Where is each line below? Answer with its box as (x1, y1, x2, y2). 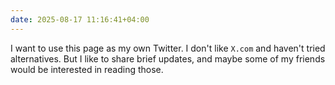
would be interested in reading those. (10, 63, 164, 75)
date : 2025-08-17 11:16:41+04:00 (10, 14, 150, 25)
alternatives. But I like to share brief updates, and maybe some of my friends (10, 52, 326, 65)
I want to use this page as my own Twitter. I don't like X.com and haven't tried (10, 42, 326, 54)
